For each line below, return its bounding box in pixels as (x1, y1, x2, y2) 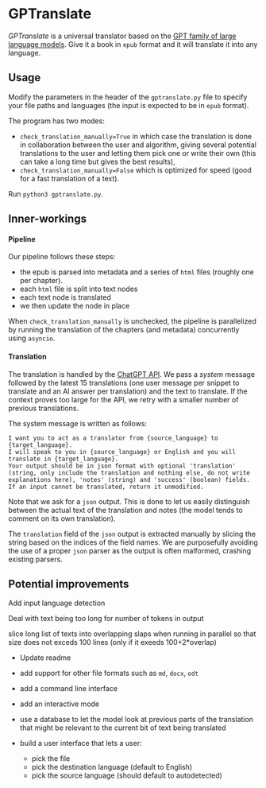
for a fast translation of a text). (19, 173, 120, 183)
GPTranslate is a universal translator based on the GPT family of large (8, 31, 237, 41)
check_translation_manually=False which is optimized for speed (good (19, 165, 252, 175)
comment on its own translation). (8, 514, 116, 523)
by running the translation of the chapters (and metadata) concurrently (8, 325, 240, 335)
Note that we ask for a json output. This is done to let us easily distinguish (8, 496, 250, 506)
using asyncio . (8, 333, 56, 343)
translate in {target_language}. (8, 455, 119, 463)
